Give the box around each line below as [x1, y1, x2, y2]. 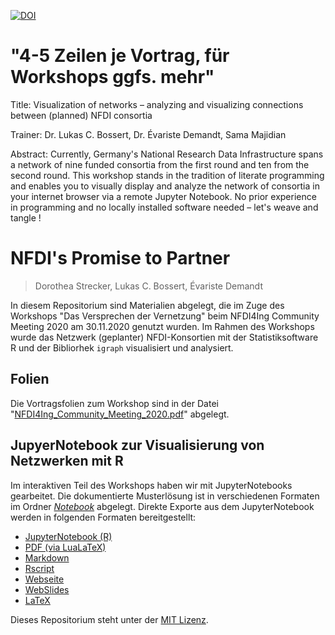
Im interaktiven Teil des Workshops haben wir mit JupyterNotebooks [10, 479, 293, 491]
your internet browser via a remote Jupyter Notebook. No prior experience [10, 190, 317, 202]
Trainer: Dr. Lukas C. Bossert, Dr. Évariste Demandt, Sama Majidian [10, 128, 287, 140]
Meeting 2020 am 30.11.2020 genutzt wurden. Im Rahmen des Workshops [10, 320, 315, 332]
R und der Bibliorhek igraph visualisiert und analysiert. [10, 341, 234, 354]
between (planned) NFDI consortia [10, 109, 153, 121]
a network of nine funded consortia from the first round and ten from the [10, 158, 310, 170]
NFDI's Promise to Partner [10, 247, 231, 270]
